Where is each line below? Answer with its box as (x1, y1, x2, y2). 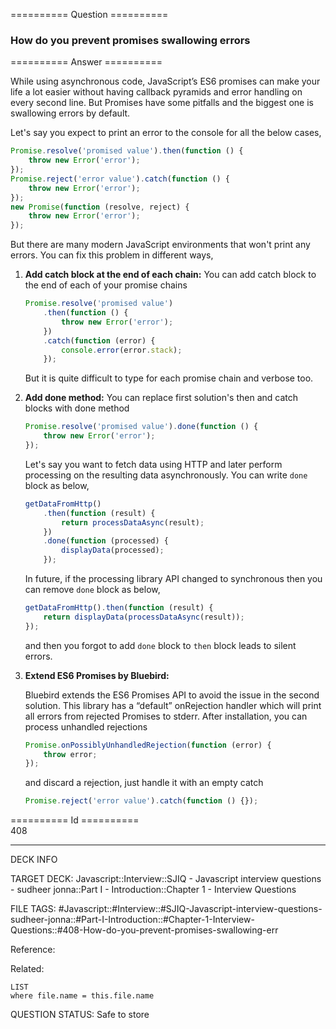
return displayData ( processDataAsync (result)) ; (43, 612, 245, 622)
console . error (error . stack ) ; (61, 345, 183, 355)
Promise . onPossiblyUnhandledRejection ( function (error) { (24, 740, 272, 750)
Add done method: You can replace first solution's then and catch (24, 392, 299, 404)
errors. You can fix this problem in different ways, (10, 249, 214, 261)
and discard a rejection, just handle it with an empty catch (24, 777, 264, 789)
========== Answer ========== (10, 56, 163, 68)
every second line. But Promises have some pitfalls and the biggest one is (10, 97, 314, 109)
